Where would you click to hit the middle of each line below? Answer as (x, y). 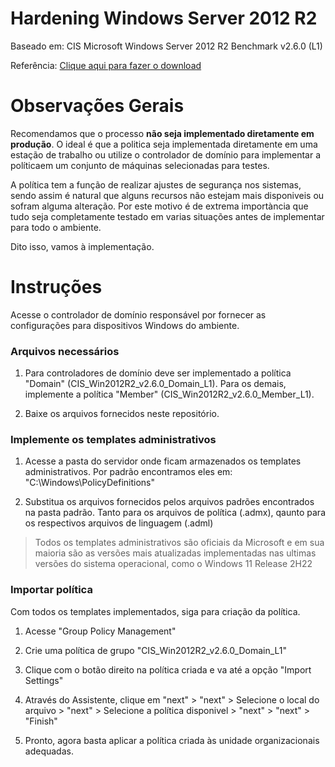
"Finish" (41, 721)
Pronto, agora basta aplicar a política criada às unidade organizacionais (172, 740)
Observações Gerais (97, 106)
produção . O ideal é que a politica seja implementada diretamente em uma (164, 144)
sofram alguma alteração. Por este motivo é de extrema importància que (159, 206)
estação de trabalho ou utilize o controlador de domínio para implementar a (166, 154)
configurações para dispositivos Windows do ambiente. (125, 325)
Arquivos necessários (65, 351)
